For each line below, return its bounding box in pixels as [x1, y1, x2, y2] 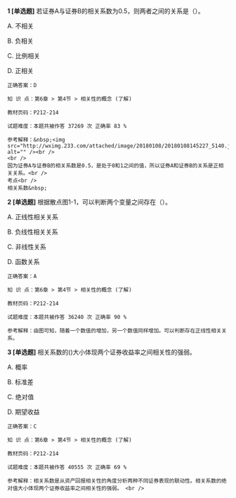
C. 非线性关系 [7, 242, 47, 251]
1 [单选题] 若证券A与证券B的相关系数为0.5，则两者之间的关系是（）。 [7, 7, 205, 15]
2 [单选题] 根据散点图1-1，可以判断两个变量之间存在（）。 [7, 198, 172, 206]
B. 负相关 [7, 37, 34, 45]
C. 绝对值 [7, 393, 34, 401]
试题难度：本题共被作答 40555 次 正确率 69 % [7, 464, 127, 471]
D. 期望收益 [7, 407, 40, 416]
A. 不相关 [7, 22, 34, 30]
